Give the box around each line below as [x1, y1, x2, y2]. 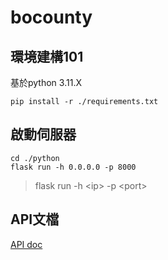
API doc [10, 238, 43, 250]
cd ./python [10, 153, 60, 163]
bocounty [10, 6, 93, 29]
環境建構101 [10, 48, 84, 65]
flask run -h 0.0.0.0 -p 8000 [10, 162, 137, 172]
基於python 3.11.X [10, 77, 82, 88]
